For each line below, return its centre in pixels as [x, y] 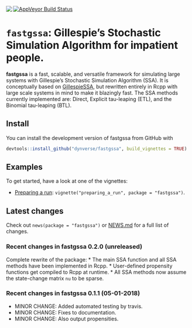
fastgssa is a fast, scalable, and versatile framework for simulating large [93, 74]
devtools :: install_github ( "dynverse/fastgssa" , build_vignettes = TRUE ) [97, 149]
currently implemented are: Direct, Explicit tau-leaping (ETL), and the [89, 99]
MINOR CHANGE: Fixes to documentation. [65, 312]
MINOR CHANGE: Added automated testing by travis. [78, 306]
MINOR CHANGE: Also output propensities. [66, 319]
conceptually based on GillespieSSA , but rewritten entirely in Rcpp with [92, 86]
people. [25, 58]
